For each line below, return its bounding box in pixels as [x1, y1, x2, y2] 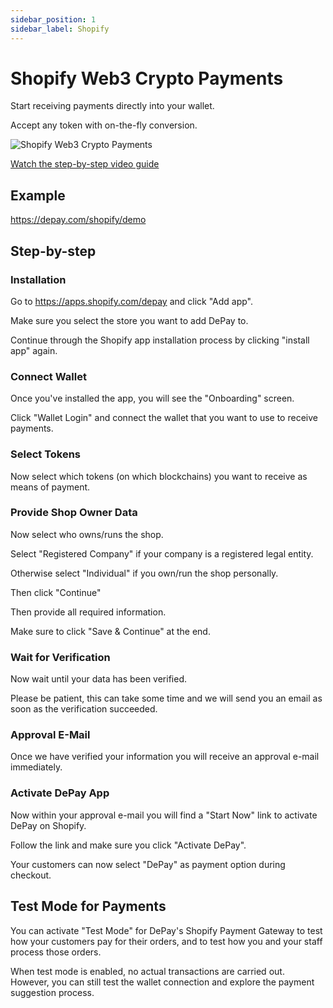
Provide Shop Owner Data [10, 506, 138, 520]
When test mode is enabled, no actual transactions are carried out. [10, 965, 285, 977]
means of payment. [10, 481, 91, 493]
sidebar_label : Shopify [10, 24, 110, 34]
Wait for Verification [10, 650, 111, 664]
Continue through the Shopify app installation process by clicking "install [10, 334, 310, 346]
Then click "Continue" [10, 586, 102, 598]
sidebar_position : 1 [10, 14, 97, 25]
